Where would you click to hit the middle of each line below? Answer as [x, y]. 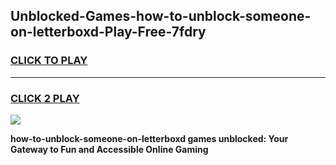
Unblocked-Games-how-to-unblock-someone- [161, 16]
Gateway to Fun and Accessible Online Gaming [109, 149]
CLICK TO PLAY [49, 61]
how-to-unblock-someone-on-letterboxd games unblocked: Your [149, 138]
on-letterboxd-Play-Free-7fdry [108, 32]
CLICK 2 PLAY [45, 98]
